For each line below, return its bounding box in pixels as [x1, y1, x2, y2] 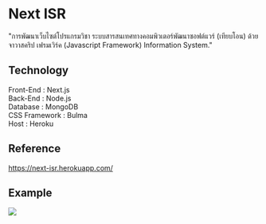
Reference [8, 142, 61, 155]
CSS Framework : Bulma [8, 110, 88, 120]
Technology [8, 64, 69, 77]
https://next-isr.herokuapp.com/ [8, 163, 114, 172]
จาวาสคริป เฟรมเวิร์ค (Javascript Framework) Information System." [8, 40, 213, 49]
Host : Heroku [8, 119, 54, 128]
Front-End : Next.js [8, 84, 70, 94]
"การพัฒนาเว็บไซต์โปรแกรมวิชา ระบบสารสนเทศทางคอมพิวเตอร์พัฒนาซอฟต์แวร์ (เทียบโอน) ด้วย [8, 31, 259, 41]
